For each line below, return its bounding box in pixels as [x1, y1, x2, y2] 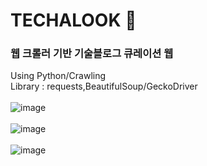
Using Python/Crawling [10, 70, 107, 82]
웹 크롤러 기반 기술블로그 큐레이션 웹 [10, 47, 174, 61]
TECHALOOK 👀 [10, 9, 137, 32]
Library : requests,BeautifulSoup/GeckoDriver [10, 80, 198, 93]
